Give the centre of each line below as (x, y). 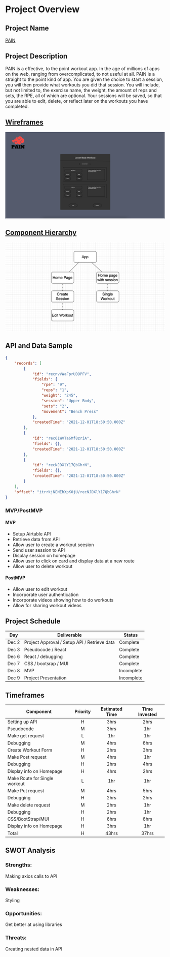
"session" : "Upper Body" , (69, 401)
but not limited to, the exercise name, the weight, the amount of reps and (81, 90)
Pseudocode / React (46, 649)
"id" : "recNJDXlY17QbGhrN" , (62, 465)
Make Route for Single (30, 778)
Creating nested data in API (34, 949)
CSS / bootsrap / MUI (47, 664)
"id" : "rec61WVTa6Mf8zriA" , (62, 438)
